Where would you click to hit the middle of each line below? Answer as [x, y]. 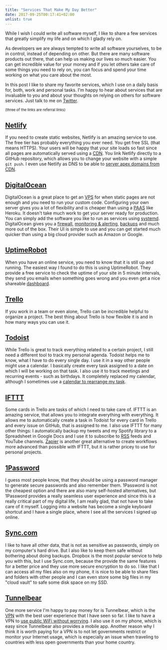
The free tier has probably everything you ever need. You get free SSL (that [83, 143]
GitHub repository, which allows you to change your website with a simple [81, 159]
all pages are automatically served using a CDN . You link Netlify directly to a [83, 153]
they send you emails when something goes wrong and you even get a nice [83, 278]
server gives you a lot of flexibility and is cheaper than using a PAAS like [79, 208]
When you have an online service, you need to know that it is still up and [79, 262]
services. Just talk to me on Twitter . [42, 101]
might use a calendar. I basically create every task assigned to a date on [79, 366]
